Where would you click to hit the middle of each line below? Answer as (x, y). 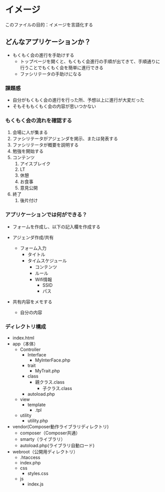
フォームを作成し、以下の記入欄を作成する (56, 226)
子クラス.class (57, 388)
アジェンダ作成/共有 (33, 237)
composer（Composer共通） (50, 433)
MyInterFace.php (53, 360)
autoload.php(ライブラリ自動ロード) (57, 445)
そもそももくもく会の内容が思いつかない (54, 106)
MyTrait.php (47, 371)
